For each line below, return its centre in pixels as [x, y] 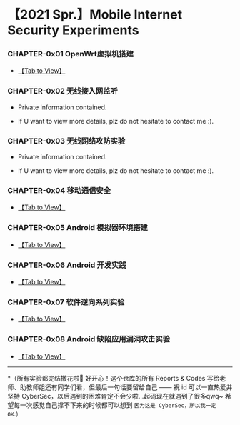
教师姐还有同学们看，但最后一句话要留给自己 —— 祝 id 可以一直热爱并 [129, 387]
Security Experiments [73, 30]
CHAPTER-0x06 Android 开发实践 [67, 265]
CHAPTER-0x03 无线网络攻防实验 [66, 141]
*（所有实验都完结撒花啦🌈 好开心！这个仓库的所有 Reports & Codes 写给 [114, 378]
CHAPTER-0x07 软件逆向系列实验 [66, 302]
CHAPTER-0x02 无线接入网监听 [62, 91]
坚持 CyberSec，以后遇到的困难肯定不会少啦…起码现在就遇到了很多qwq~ [115, 396]
